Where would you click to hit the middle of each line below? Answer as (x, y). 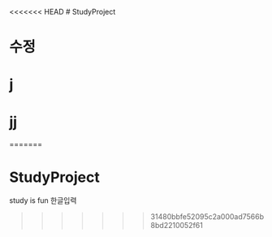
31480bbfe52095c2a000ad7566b (207, 217)
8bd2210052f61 (177, 226)
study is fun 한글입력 (43, 200)
